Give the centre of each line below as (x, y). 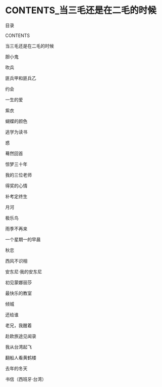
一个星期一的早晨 (23, 239)
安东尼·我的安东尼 (24, 272)
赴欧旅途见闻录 (21, 336)
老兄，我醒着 (18, 325)
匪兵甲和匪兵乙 (21, 78)
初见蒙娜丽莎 (18, 282)
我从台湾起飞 (18, 347)
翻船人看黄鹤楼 (21, 358)
